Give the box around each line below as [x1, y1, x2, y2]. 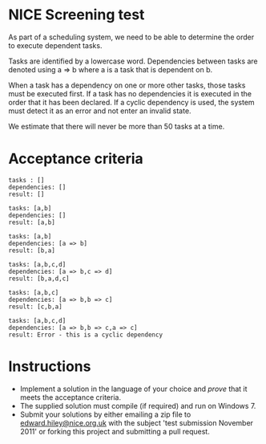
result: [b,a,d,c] [8, 275, 70, 283]
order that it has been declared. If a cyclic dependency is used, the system [8, 97, 255, 107]
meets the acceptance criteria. [19, 392, 122, 402]
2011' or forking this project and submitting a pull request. [19, 426, 210, 436]
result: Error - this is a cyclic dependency [8, 331, 163, 339]
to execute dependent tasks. [8, 40, 103, 50]
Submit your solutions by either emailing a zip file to [19, 409, 191, 419]
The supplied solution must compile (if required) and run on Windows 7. [19, 401, 256, 410]
